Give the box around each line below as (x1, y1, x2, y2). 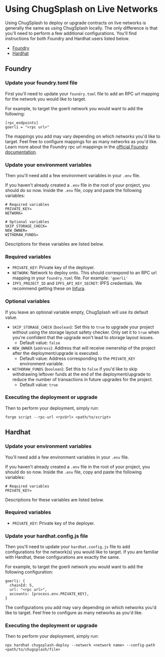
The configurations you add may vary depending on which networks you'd (5, 605, 157, 611)
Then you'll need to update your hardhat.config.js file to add (5, 544, 131, 550)
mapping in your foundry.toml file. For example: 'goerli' (12, 275, 128, 281)
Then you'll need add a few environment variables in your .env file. (5, 172, 140, 178)
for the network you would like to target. (5, 96, 87, 102)
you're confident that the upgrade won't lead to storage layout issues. (12, 334, 154, 340)
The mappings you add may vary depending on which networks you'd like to (5, 133, 161, 139)
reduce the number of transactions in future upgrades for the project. (12, 376, 153, 382)
